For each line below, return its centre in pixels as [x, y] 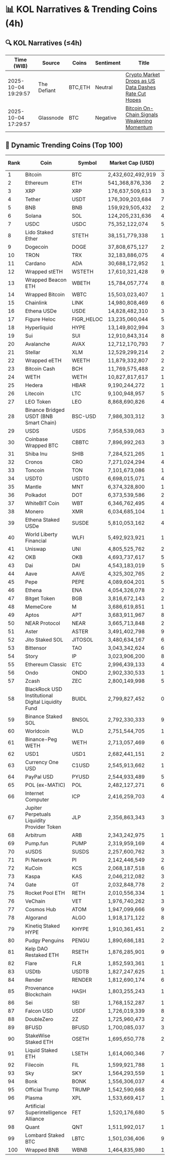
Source [51, 63]
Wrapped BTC [42, 445]
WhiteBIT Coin [42, 503]
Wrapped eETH [43, 360]
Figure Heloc [40, 319]
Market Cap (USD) [132, 162]
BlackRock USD [44, 689]
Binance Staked [44, 716]
